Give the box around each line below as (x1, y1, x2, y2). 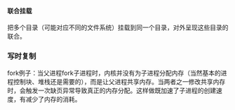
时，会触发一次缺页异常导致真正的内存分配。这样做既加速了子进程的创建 (7, 86, 216, 95)
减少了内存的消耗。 (25, 95, 81, 103)
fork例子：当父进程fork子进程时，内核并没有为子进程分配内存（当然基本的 (7, 69, 221, 77)
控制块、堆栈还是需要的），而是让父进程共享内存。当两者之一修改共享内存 (13, 77, 226, 85)
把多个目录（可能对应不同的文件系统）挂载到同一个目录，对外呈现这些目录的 (7, 23, 229, 32)
